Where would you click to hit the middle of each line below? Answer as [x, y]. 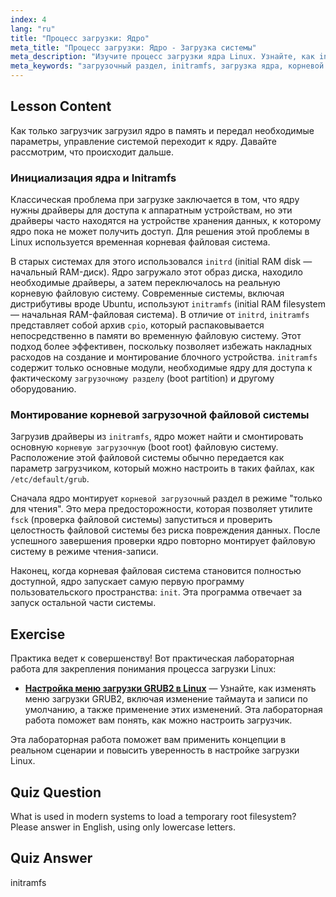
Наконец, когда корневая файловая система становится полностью [156, 571]
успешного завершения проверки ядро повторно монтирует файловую [163, 541]
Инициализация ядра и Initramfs [93, 178]
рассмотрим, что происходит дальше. [92, 152]
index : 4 [28, 19]
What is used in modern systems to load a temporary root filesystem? [153, 817]
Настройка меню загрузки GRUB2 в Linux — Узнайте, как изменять [170, 688]
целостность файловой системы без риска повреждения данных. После [165, 530]
